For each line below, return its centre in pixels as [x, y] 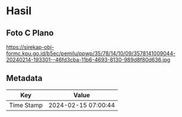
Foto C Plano [30, 33]
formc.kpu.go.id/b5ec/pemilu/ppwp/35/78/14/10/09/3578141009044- [91, 53]
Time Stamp [26, 105]
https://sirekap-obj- [30, 47]
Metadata [24, 78]
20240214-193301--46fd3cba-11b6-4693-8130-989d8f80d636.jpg [88, 60]
